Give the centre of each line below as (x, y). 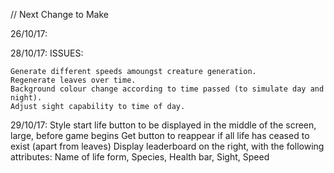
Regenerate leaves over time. (73, 80)
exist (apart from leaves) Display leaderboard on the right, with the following (167, 146)
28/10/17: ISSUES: (47, 53)
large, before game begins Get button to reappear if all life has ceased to (160, 135)
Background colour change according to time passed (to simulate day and (167, 89)
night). (26, 98)
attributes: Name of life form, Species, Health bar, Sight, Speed (140, 157)
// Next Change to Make (59, 14)
